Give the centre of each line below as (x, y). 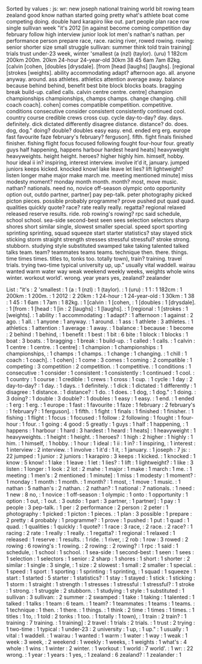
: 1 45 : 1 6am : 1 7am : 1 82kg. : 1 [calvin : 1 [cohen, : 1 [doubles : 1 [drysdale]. (101, 302)
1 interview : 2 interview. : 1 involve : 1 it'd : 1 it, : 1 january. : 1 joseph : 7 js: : (98, 450)
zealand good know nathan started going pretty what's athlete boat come (97, 15)
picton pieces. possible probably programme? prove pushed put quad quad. (101, 201)
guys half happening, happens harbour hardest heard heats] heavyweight (98, 150)
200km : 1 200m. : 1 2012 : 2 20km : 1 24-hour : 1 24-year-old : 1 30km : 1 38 (100, 296)
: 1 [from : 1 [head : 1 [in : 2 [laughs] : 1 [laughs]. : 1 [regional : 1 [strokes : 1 (97, 309)
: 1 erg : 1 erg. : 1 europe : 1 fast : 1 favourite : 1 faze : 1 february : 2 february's (101, 405)
